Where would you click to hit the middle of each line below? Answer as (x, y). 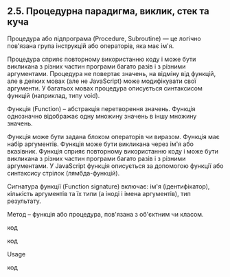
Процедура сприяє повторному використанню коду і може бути (102, 59)
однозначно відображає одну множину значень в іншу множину (102, 116)
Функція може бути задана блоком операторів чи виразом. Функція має (113, 136)
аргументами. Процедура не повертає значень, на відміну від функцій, (112, 73)
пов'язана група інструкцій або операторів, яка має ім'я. (91, 46)
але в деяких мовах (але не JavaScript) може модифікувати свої (102, 81)
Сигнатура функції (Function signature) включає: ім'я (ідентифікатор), (108, 186)
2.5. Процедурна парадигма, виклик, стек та (108, 11)
